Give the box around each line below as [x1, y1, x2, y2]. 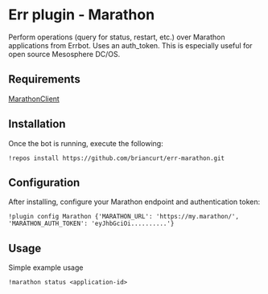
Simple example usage [8, 263, 84, 272]
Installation [8, 117, 66, 131]
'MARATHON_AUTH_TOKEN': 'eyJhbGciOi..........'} [8, 219, 175, 228]
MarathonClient [8, 94, 60, 104]
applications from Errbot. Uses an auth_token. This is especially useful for [8, 40, 253, 50]
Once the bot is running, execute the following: [8, 138, 163, 148]
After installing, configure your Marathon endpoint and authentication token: [8, 197, 260, 206]
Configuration [8, 175, 80, 190]
